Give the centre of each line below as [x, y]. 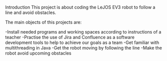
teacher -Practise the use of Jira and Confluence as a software [70, 37]
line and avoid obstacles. [31, 12]
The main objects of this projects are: [43, 22]
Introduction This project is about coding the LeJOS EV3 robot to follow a [80, 7]
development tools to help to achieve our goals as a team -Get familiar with [82, 42]
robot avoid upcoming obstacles [38, 53]
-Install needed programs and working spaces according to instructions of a [83, 32]
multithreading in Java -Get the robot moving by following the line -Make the [84, 48]
